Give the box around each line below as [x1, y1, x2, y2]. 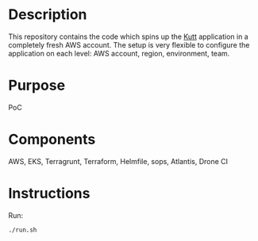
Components [8, 131, 96, 148]
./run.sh [8, 226, 37, 234]
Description [8, 6, 87, 24]
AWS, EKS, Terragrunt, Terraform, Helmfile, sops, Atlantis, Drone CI [8, 156, 229, 166]
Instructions [8, 185, 90, 202]
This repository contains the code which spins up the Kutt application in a [8, 32, 248, 41]
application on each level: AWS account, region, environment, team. [8, 48, 230, 58]
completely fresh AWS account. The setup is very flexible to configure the [8, 40, 250, 49]
